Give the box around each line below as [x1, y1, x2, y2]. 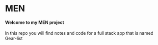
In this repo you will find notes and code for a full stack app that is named [5, 30, 154, 36]
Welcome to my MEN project [5, 19, 65, 25]
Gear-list [5, 35, 23, 42]
